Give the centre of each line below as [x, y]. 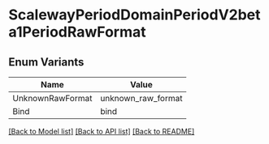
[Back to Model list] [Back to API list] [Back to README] [102, 131]
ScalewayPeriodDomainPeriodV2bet [135, 15]
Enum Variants [46, 62]
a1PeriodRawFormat [77, 32]
